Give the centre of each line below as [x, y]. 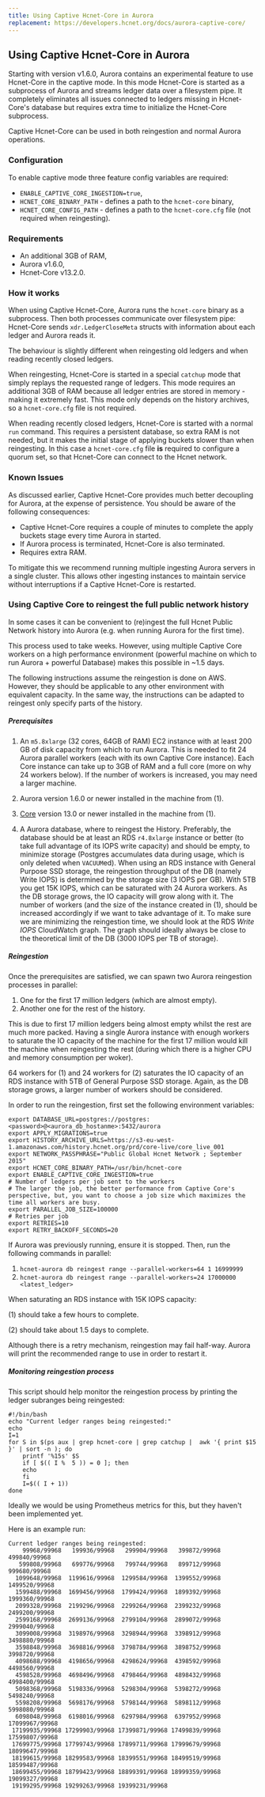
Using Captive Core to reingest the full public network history [129, 604]
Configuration [36, 161]
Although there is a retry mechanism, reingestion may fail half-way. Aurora [129, 1345]
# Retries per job [38, 1216]
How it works [34, 293]
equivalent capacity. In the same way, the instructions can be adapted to [127, 694]
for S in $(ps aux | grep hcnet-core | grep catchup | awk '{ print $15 [132, 1442]
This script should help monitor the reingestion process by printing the [123, 1391]
